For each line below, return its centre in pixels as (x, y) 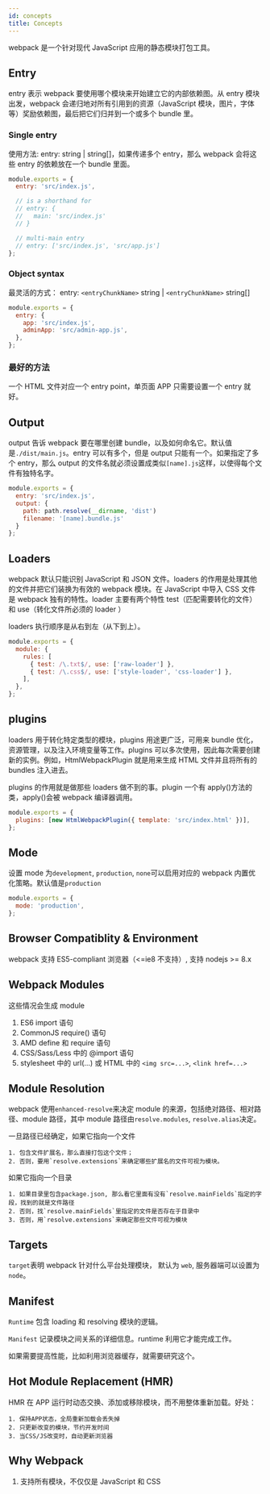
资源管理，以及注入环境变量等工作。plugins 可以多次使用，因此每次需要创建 (134, 749)
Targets (28, 1244)
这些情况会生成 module (46, 1005)
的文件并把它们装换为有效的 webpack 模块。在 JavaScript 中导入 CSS (124, 589)
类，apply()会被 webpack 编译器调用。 (73, 797)
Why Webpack (46, 1461)
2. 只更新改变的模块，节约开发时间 (59, 1427)
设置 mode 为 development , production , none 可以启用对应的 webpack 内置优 (132, 873)
